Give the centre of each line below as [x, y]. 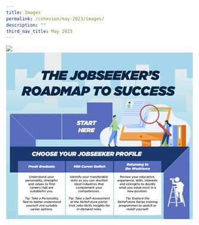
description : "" [26, 25]
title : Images [24, 12]
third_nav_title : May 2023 [39, 31]
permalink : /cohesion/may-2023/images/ [55, 19]
